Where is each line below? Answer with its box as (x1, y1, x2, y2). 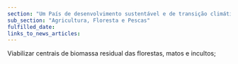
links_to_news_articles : (7, 30, 81, 37)
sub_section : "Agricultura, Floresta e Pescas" (7, 17, 151, 24)
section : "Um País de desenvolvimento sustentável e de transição (7, 10, 208, 18)
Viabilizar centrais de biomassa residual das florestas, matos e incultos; (7, 49, 216, 58)
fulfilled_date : (7, 23, 55, 30)
